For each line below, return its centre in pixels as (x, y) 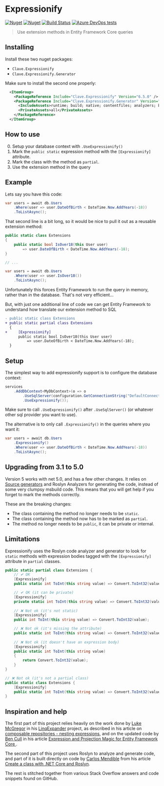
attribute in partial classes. (33, 561)
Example (19, 182)
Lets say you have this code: (34, 194)
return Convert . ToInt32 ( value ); (56, 660)
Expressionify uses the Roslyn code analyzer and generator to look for (76, 551)
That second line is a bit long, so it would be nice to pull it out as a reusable (81, 222)
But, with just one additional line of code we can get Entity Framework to (78, 304)
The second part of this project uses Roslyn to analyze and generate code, (80, 754)
